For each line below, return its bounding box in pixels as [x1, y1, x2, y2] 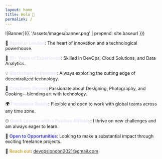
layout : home [5, 7, 33, 13]
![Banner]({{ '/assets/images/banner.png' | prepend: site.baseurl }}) [5, 31, 145, 37]
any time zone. [5, 108, 36, 114]
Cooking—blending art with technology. [5, 91, 87, 97]
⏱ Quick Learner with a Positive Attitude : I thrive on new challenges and [5, 118, 156, 124]
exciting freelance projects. [5, 138, 62, 144]
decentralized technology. [5, 76, 59, 82]
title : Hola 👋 [5, 12, 35, 17]
